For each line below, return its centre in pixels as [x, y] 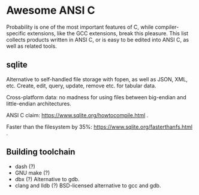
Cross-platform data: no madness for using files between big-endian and [97, 97]
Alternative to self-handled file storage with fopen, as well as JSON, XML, [97, 79]
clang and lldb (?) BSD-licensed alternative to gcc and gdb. [88, 185]
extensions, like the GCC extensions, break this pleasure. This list [108, 33]
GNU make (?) [32, 173]
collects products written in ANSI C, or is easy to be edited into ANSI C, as [98, 39]
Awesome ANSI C [51, 10]
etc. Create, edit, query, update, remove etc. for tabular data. [81, 86]
